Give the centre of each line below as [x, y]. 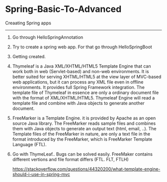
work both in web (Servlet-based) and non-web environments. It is [81, 71]
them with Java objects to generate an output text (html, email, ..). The [84, 128]
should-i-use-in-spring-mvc [41, 174]
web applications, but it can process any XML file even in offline [78, 82]
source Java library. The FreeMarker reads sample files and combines [84, 123]
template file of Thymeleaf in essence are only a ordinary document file [85, 92]
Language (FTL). [29, 144]
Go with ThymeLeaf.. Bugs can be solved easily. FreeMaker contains [83, 154]
